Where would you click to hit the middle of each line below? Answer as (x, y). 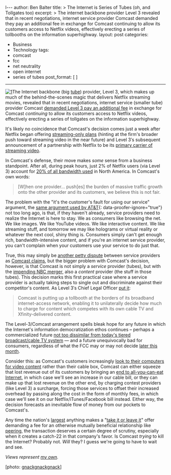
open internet (27, 72)
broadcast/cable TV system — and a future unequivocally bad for (74, 340)
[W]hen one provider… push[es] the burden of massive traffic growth (90, 187)
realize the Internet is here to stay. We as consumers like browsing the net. (83, 218)
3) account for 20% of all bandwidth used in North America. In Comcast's (82, 171)
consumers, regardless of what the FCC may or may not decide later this (81, 346)
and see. (15, 447)
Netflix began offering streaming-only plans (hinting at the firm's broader (82, 134)
